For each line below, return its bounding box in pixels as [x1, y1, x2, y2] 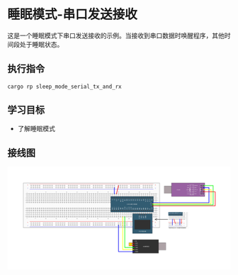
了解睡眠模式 [17, 124, 55, 133]
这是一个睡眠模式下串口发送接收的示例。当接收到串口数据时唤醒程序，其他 [7, 31, 225, 40]
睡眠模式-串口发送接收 [7, 6, 138, 23]
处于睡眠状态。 [19, 40, 64, 48]
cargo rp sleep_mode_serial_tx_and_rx [7, 83, 122, 90]
